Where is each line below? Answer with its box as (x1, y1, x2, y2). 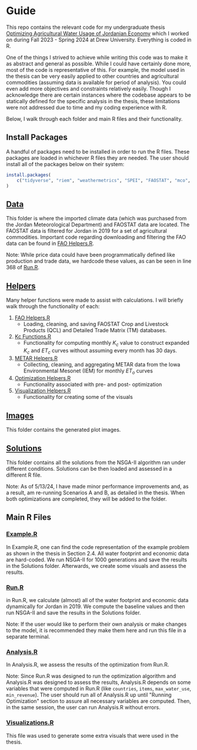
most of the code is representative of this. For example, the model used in (6, 66, 185, 73)
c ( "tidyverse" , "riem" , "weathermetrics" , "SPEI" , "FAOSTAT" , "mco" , (16, 177, 191, 183)
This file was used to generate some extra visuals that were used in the (6, 732, 179, 739)
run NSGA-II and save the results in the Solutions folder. (6, 609, 141, 616)
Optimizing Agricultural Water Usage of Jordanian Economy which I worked (6, 29, 189, 37)
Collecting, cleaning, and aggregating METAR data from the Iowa (23, 361, 181, 368)
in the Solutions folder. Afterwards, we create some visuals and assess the (6, 562, 186, 569)
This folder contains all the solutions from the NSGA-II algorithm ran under (6, 459, 186, 466)
